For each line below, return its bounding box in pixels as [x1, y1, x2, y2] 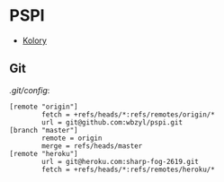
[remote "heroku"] [9, 149, 78, 158]
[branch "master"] [9, 126, 78, 134]
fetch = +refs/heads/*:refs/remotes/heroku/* [41, 165, 216, 174]
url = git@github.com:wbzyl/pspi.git [41, 117, 183, 126]
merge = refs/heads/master [41, 141, 143, 151]
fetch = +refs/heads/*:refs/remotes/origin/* [41, 109, 216, 119]
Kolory [22, 35, 48, 46]
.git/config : [9, 84, 50, 95]
